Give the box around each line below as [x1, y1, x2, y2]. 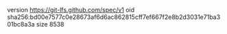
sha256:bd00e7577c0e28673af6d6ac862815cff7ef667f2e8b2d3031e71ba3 [7, 13, 221, 21]
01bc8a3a [7, 20, 36, 28]
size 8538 [36, 20, 64, 28]
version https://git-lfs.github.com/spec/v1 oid [7, 6, 135, 14]
